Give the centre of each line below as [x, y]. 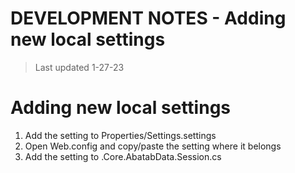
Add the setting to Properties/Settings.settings [120, 135]
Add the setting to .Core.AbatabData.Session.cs [123, 156]
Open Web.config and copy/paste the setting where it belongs [153, 146]
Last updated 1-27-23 [79, 67]
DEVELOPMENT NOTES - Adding [148, 18]
